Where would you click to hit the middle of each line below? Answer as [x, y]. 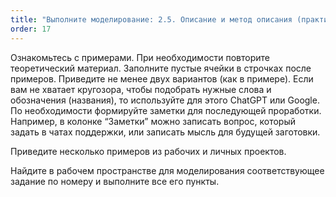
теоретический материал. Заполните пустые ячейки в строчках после [161, 68]
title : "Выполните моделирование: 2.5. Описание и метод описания [151, 19]
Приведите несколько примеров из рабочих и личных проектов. [148, 151]
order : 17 [31, 29]
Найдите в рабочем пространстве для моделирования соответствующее [167, 170]
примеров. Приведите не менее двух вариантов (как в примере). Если [162, 78]
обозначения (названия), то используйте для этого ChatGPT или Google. [165, 100]
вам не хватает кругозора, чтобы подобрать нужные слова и [141, 89]
